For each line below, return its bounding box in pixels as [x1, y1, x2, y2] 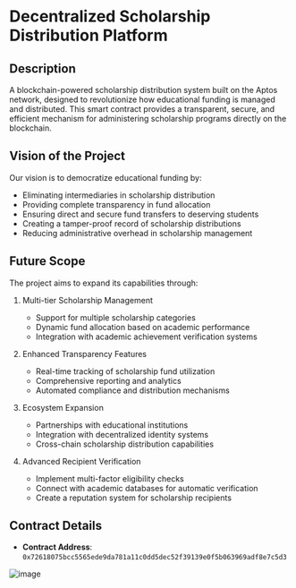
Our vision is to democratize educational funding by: [9, 172, 202, 183]
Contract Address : [21, 541, 93, 552]
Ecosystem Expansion [21, 402, 105, 413]
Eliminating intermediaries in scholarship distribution [21, 190, 216, 200]
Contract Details [9, 518, 103, 533]
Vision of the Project [9, 149, 126, 164]
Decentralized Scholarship [9, 6, 211, 27]
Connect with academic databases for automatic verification [35, 482, 258, 493]
